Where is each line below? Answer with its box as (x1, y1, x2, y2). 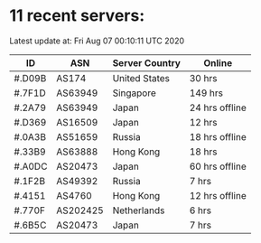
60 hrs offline (189, 160, 247, 173)
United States (112, 71, 170, 84)
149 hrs (189, 87, 224, 99)
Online (202, 56, 233, 69)
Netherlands (112, 204, 165, 217)
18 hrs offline (189, 130, 247, 143)
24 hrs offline (189, 101, 247, 114)
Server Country (112, 56, 181, 69)
